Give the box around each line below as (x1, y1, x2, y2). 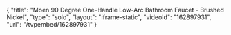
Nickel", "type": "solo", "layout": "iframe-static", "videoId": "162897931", (6, 13, 212, 21)
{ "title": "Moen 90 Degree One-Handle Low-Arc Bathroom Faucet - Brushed (6, 6, 224, 14)
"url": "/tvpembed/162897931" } (6, 21, 98, 28)
